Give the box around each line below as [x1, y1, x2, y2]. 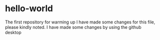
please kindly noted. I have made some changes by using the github [5, 24, 142, 30]
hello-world [5, 3, 53, 14]
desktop [5, 29, 22, 35]
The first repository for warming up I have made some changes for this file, [5, 19, 156, 25]
